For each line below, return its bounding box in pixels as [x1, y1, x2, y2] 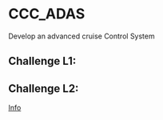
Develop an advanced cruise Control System [8, 31, 155, 41]
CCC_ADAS [8, 5, 85, 23]
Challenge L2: [8, 82, 79, 95]
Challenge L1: [8, 54, 77, 68]
